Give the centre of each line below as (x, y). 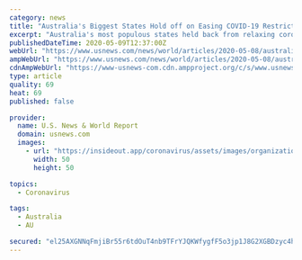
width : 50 (51, 159)
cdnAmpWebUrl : (36, 68)
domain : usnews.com (54, 134)
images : (32, 143)
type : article (36, 76)
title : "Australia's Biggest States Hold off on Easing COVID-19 (134, 26)
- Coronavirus (44, 193)
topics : (24, 184)
